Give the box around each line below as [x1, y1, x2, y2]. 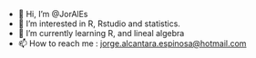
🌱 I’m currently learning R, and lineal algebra [17, 28, 185, 38]
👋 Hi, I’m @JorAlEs [17, 9, 88, 19]
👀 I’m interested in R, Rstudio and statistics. [17, 18, 180, 29]
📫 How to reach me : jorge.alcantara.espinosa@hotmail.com [17, 38, 247, 49]
